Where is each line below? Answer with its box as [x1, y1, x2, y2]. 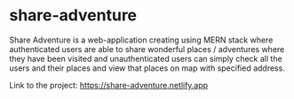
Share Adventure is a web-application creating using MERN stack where [9, 34, 274, 45]
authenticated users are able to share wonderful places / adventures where [9, 43, 285, 54]
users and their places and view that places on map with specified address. [9, 63, 286, 73]
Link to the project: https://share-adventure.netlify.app [9, 80, 209, 90]
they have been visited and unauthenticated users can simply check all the [9, 53, 282, 64]
